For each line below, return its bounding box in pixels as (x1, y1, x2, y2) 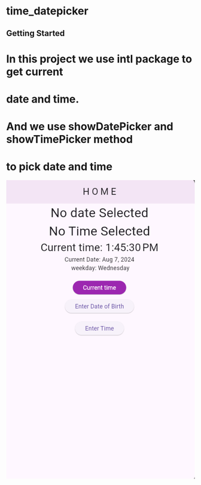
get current (6, 65, 63, 79)
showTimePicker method (6, 133, 133, 146)
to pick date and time (6, 160, 112, 173)
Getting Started (6, 28, 65, 38)
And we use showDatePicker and (6, 120, 173, 133)
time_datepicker (6, 4, 89, 18)
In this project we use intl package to (6, 52, 193, 65)
